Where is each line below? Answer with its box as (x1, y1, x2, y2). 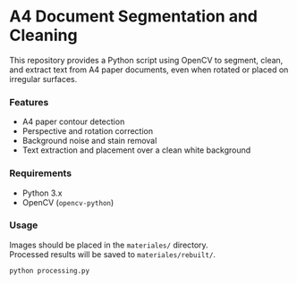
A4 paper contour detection (21, 116, 125, 127)
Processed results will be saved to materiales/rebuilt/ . (9, 248, 216, 260)
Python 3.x (21, 188, 63, 198)
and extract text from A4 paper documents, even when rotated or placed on (9, 64, 289, 75)
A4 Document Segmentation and (9, 6, 258, 27)
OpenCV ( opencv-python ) (21, 196, 115, 207)
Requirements (9, 167, 72, 180)
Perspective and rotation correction (21, 126, 154, 137)
